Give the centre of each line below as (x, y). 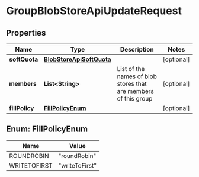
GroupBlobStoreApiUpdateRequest (94, 11)
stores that (132, 84)
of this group (135, 99)
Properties (26, 33)
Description (137, 49)
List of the (131, 69)
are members (135, 91)
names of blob (137, 76)
